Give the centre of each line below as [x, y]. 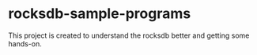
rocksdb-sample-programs [100, 14]
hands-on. [25, 43]
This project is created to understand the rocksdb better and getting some [129, 35]
